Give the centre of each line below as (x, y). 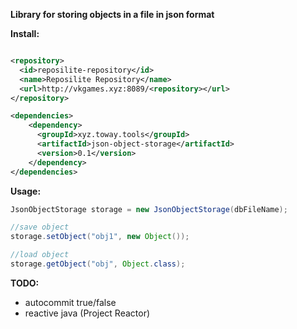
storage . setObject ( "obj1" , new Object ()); (100, 237)
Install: (25, 33)
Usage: (26, 191)
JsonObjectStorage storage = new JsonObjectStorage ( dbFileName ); (149, 209)
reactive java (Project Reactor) (87, 313)
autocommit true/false (70, 302)
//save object (40, 227)
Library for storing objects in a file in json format (112, 14)
